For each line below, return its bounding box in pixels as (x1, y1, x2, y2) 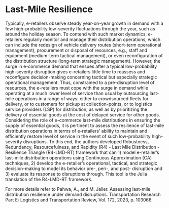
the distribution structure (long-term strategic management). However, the (5, 58, 161, 64)
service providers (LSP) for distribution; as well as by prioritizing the (5, 106, 148, 112)
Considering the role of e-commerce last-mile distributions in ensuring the (5, 117, 161, 123)
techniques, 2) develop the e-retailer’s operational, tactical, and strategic (5, 160, 157, 166)
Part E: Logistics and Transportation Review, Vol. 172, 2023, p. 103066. (5, 196, 153, 203)
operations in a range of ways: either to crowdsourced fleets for (15, 95, 149, 102)
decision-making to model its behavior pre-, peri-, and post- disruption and (5, 165, 162, 172)
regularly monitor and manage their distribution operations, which (23, 36, 161, 43)
